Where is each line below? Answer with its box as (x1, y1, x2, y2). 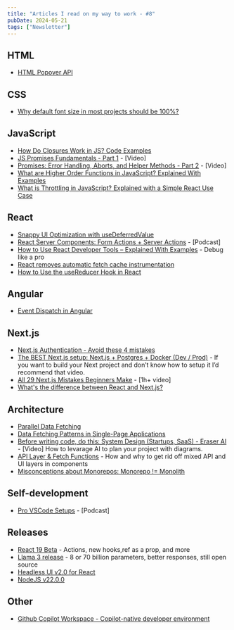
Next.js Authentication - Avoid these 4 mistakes (17, 346, 156, 354)
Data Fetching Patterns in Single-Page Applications (17, 430, 166, 439)
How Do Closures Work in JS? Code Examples (17, 146, 152, 155)
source (17, 560, 39, 569)
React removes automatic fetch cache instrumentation (17, 260, 174, 268)
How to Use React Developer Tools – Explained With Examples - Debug (17, 245, 223, 253)
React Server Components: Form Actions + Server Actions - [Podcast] (17, 237, 221, 246)
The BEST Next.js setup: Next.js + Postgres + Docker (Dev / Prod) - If (17, 353, 219, 362)
